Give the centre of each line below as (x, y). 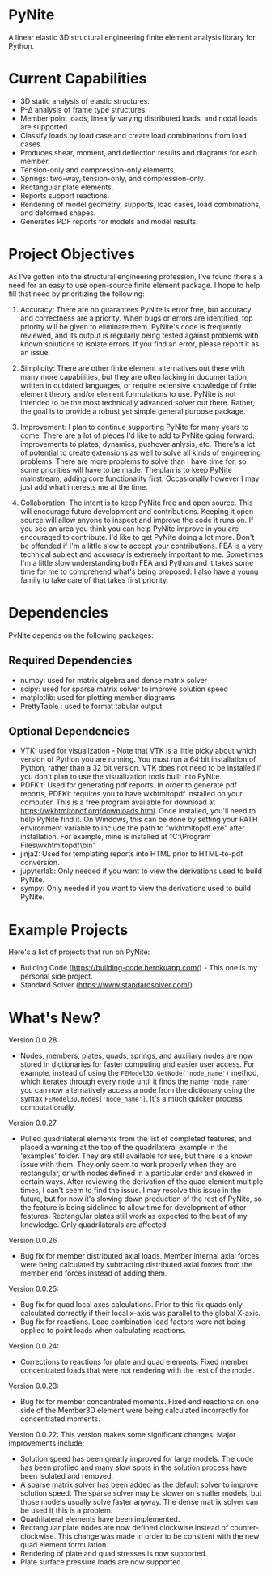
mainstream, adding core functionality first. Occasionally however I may (140, 478)
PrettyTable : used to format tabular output (91, 706)
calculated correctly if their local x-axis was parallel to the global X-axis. (140, 1314)
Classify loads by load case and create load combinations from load (133, 135)
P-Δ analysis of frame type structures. (84, 109)
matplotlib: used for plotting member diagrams (97, 697)
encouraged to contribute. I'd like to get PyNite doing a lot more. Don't (137, 537)
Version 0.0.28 (33, 1040)
